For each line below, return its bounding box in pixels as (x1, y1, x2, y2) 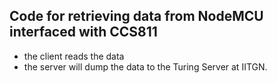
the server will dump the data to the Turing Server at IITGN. (23, 60, 268, 73)
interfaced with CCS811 (9, 24, 158, 41)
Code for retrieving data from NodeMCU (9, 8, 264, 25)
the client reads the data (23, 50, 125, 62)
